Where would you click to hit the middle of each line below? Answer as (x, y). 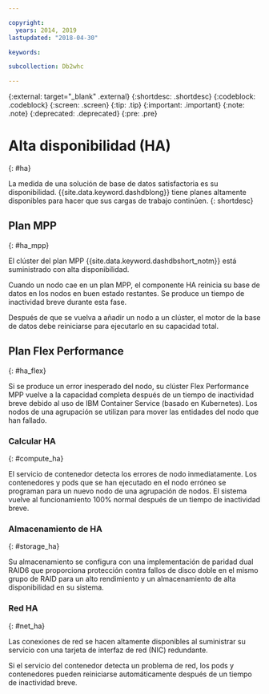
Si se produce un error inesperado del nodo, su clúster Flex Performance (129, 386)
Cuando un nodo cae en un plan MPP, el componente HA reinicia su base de (134, 285)
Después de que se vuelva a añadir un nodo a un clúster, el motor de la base (134, 317)
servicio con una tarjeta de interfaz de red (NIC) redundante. (108, 650)
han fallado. (28, 420)
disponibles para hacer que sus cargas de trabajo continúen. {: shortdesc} (131, 201)
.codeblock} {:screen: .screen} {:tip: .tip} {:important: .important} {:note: (127, 105)
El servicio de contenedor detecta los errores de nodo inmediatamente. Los (133, 473)
